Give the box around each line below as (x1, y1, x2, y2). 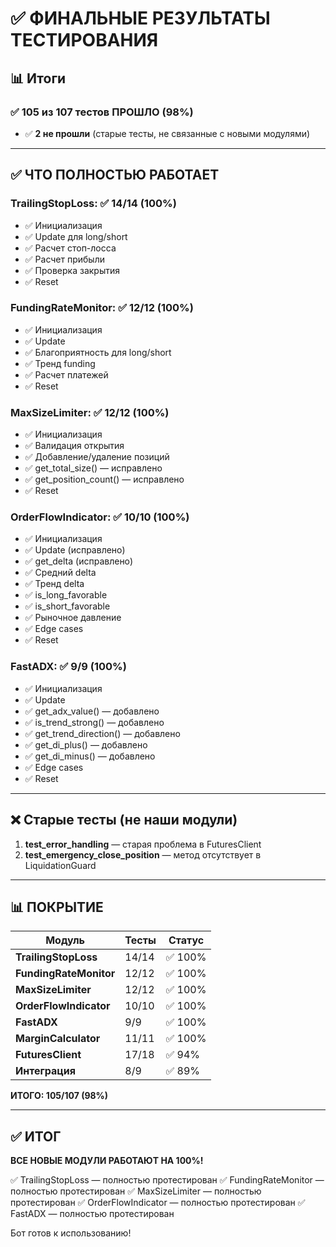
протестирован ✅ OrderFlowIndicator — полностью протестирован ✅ (10, 1197, 306, 1209)
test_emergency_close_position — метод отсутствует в (24, 848, 262, 861)
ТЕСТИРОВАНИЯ (10, 29, 159, 52)
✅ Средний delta (24, 567, 97, 579)
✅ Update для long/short (24, 230, 128, 242)
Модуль (45, 933, 86, 947)
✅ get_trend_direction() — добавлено (24, 727, 181, 739)
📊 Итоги (10, 70, 67, 87)
